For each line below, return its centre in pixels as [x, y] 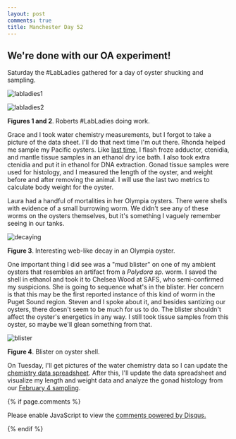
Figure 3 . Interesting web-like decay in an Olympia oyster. [91, 251]
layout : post [26, 14]
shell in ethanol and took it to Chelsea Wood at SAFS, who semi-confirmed [116, 279]
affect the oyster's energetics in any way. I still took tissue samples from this [118, 317]
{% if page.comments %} [44, 402]
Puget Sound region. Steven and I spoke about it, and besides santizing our [117, 302]
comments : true [30, 20]
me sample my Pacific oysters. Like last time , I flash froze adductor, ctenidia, [118, 150]
